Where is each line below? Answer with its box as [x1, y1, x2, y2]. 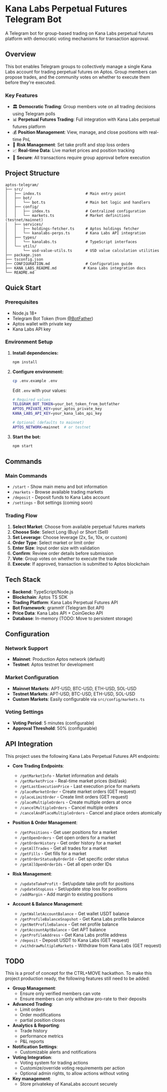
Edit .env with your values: [12, 387, 67, 393]
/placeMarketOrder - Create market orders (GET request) [19, 788, 137, 794]
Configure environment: [12, 369, 64, 375]
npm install [12, 359, 37, 365]
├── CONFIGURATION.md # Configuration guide [5, 261, 133, 266]
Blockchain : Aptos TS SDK [12, 594, 68, 600]
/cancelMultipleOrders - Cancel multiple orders [19, 804, 118, 810]
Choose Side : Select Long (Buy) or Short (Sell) [12, 529, 109, 535]
